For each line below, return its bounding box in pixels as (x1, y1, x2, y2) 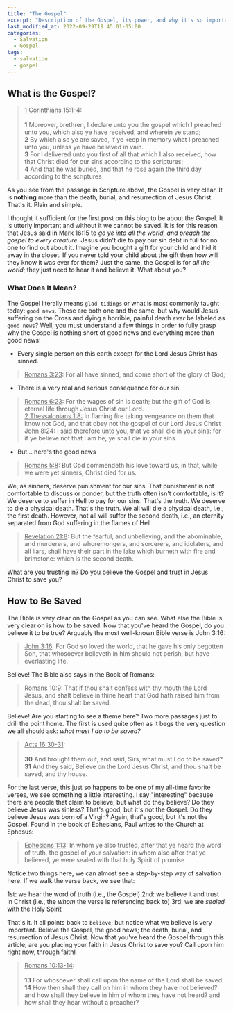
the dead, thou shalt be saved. (24, 698, 112, 707)
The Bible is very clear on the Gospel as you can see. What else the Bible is (7, 613, 223, 622)
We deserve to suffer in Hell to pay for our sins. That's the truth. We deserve (7, 496, 225, 504)
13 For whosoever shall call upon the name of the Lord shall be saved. (24, 975, 224, 984)
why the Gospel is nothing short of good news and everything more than (7, 328, 215, 337)
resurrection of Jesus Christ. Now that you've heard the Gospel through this (7, 932, 224, 941)
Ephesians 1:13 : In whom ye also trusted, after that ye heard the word (24, 841, 221, 849)
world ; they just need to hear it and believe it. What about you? (7, 265, 186, 274)
